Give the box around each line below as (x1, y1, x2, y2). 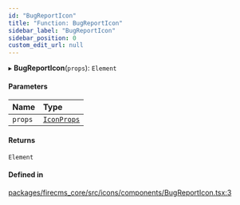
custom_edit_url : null (8, 41, 84, 49)
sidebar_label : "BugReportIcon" (8, 26, 116, 34)
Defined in (8, 170, 44, 179)
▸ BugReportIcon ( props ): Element (8, 63, 117, 73)
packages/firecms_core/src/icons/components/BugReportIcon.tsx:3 (8, 187, 232, 197)
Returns (8, 135, 36, 144)
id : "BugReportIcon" (8, 11, 77, 20)
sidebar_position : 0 (8, 34, 77, 42)
